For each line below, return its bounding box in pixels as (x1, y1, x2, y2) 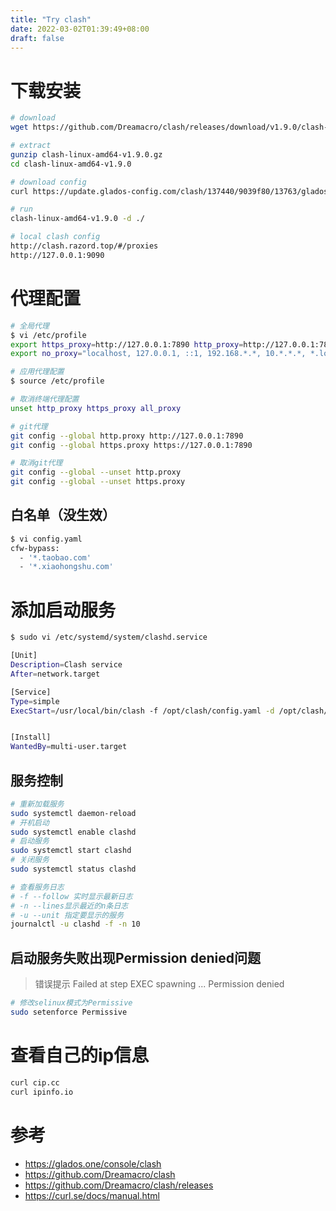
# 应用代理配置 (10, 367, 65, 377)
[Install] (10, 732, 52, 743)
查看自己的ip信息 (10, 1044, 150, 1067)
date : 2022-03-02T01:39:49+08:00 (10, 24, 150, 34)
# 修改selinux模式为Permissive (10, 998, 133, 1008)
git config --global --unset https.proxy (10, 477, 186, 487)
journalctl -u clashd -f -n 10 (10, 919, 141, 930)
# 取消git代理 (10, 458, 63, 468)
